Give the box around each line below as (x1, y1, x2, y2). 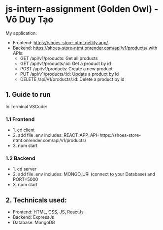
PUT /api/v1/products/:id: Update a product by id (20, 71, 119, 77)
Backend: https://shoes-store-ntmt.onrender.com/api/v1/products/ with (12, 45, 158, 51)
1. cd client (12, 127, 35, 133)
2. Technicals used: (5, 196, 67, 204)
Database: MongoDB (12, 220, 55, 226)
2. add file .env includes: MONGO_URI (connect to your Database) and (12, 171, 156, 177)
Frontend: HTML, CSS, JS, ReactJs (12, 209, 84, 215)
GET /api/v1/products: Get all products (20, 55, 98, 61)
